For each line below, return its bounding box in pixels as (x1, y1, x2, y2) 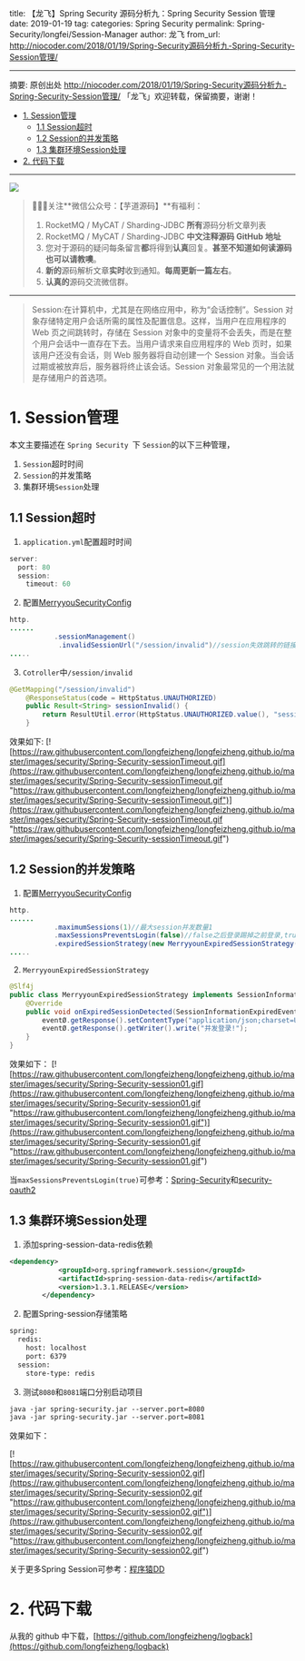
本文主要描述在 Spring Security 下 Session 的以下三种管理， (9, 439, 235, 450)
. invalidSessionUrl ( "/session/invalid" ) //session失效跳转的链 (57, 640, 290, 649)
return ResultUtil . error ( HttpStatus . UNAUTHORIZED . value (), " (42, 710, 279, 719)
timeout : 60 (25, 579, 71, 588)
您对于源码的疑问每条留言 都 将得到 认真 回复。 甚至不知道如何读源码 (44, 242, 292, 252)
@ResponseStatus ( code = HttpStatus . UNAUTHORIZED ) (25, 693, 218, 702)
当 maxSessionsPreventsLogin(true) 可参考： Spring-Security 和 (9, 1174, 239, 1185)
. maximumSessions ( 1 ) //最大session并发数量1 (54, 923, 213, 932)
